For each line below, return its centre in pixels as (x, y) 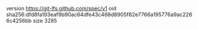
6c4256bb (19, 21)
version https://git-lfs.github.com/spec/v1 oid (61, 8)
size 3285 (45, 21)
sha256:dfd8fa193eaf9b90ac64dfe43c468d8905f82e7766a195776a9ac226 (99, 14)
